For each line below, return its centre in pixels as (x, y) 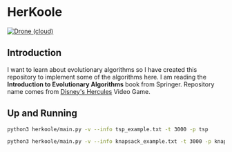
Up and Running (42, 114)
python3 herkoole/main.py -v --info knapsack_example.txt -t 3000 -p (109, 142)
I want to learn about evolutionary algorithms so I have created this (102, 69)
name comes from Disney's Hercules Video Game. (79, 91)
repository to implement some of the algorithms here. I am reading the (107, 77)
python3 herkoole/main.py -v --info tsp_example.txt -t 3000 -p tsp (108, 129)
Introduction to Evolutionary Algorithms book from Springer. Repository (111, 84)
